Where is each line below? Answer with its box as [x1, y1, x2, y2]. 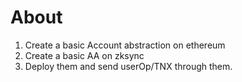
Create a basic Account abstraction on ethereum [24, 39, 226, 51]
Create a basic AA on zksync [24, 49, 145, 61]
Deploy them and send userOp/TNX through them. [24, 60, 233, 72]
